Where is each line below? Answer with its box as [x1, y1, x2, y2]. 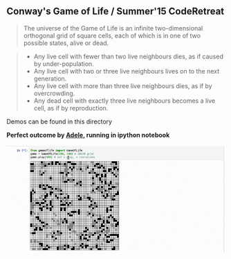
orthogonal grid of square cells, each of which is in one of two [23, 31, 201, 40]
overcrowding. [33, 89, 75, 97]
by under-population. [33, 59, 94, 68]
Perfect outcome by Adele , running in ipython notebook [6, 131, 170, 139]
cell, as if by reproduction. [33, 103, 109, 112]
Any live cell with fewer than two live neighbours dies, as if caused [33, 52, 224, 60]
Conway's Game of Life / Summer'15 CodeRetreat [6, 6, 225, 17]
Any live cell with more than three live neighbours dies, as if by [33, 81, 212, 90]
